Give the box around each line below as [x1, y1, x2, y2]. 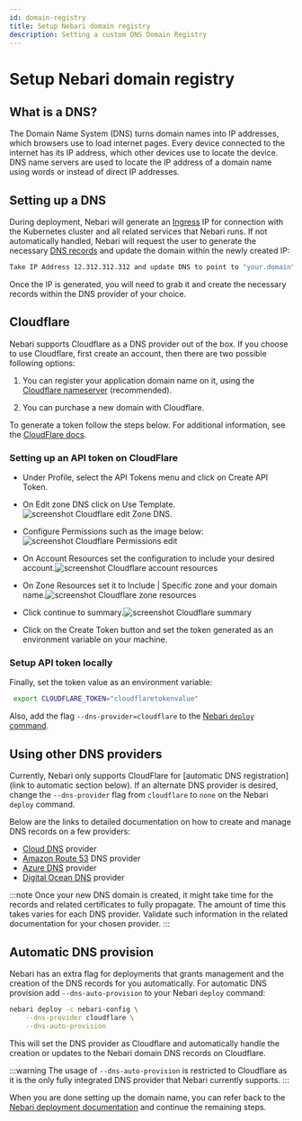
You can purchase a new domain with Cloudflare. [22, 402, 205, 412]
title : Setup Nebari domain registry [9, 22, 151, 31]
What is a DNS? [9, 104, 97, 120]
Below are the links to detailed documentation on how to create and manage [9, 817, 292, 827]
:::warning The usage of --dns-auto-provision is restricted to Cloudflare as [9, 1064, 288, 1076]
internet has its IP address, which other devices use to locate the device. [9, 148, 279, 158]
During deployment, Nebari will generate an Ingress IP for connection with [9, 217, 284, 228]
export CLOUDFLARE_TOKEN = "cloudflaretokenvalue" [13, 694, 200, 703]
